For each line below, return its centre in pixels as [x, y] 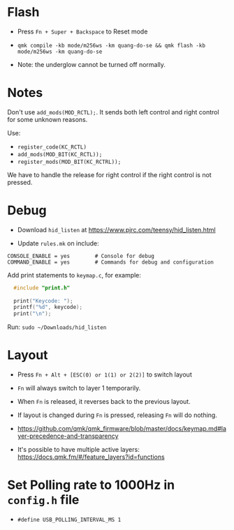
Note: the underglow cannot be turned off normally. [92, 64]
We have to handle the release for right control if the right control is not [109, 174]
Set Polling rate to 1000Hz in [91, 485]
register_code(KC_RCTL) [52, 147]
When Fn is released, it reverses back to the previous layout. [104, 402]
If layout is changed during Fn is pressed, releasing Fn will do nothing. [117, 415]
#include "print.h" [42, 288]
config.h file [43, 500]
